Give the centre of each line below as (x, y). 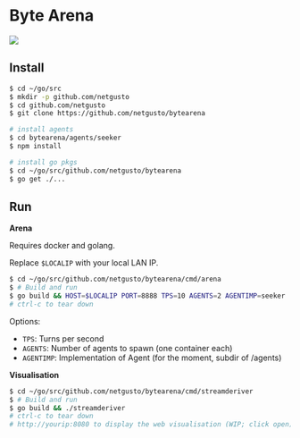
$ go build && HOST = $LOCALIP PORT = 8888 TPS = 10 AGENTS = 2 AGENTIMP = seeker (147, 296)
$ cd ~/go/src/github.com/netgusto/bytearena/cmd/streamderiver (131, 391)
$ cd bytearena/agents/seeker (66, 138)
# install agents (42, 130)
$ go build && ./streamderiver (67, 408)
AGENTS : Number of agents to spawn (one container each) (127, 348)
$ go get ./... (37, 179)
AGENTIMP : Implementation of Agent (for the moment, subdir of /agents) (152, 358)
